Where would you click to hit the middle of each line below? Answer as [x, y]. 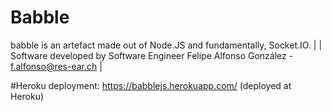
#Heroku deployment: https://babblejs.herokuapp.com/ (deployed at [151, 85]
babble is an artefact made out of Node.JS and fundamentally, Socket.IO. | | [166, 45]
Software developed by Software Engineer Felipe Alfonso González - [152, 55]
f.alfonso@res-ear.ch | [56, 66]
